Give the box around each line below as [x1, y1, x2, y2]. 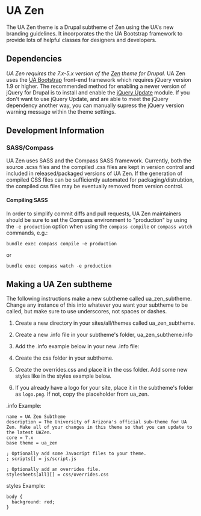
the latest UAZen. [6, 429, 52, 436]
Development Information [6, 126, 105, 136]
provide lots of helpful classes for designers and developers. [6, 36, 157, 43]
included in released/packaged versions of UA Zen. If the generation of [6, 170, 183, 177]
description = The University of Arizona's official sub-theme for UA [6, 419, 187, 425]
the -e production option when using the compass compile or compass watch [6, 223, 193, 230]
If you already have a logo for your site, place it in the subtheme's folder [14, 384, 194, 392]
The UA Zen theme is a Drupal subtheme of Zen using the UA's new [6, 23, 174, 31]
